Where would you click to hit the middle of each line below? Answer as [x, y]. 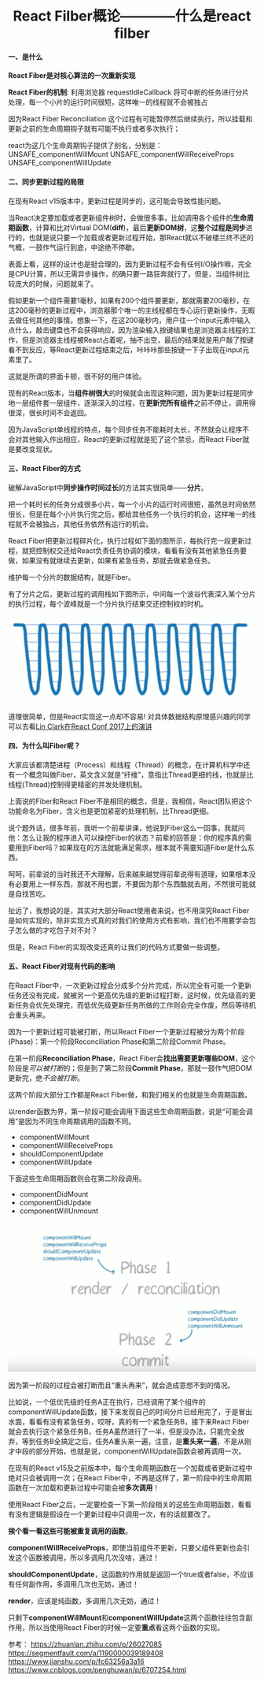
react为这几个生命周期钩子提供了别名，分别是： [85, 146]
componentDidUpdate [55, 1203]
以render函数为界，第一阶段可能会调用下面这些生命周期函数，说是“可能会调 [130, 1112]
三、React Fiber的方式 [44, 469]
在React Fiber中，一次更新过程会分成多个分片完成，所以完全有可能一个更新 [130, 986]
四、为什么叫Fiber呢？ [44, 746]
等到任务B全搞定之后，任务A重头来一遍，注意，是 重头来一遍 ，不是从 [133, 1441]
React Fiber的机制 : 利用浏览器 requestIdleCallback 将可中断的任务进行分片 [129, 92]
